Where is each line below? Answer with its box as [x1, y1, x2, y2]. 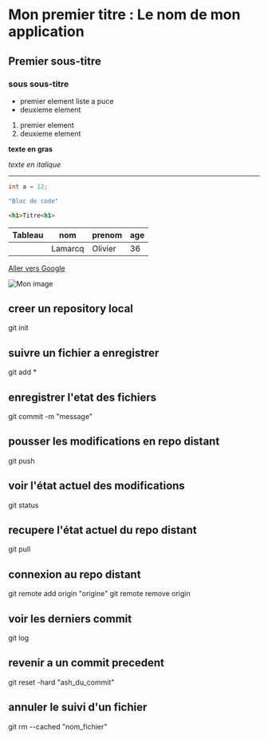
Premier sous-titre [8, 54, 101, 68]
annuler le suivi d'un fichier [8, 701, 148, 714]
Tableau [12, 229, 44, 240]
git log [8, 633, 30, 642]
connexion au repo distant [8, 567, 141, 581]
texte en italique [8, 160, 61, 169]
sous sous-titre [8, 78, 69, 89]
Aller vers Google [8, 263, 65, 273]
